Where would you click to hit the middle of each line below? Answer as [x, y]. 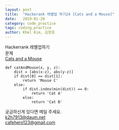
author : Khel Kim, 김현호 [30, 32]
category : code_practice [30, 23]
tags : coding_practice [28, 28]
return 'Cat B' [47, 102]
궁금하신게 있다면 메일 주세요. [33, 112]
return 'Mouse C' [40, 80]
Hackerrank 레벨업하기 [28, 47]
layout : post [18, 10]
